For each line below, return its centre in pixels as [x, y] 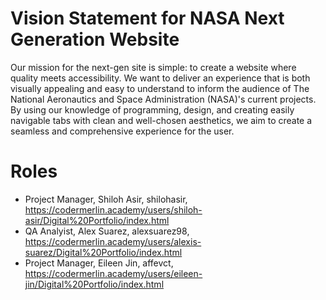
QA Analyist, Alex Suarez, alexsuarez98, [107, 231]
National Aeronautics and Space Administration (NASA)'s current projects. [163, 99]
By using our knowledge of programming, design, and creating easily [152, 109]
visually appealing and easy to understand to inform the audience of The [160, 88]
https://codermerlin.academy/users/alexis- [113, 241]
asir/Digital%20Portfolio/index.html [97, 220]
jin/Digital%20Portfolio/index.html [94, 284]
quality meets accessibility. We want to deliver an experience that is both [160, 78]
